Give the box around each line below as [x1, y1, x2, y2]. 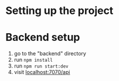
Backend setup [5, 31, 80, 44]
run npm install [13, 57, 53, 64]
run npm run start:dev [13, 62, 69, 69]
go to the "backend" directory [13, 50, 86, 57]
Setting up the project [5, 4, 114, 17]
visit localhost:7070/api [13, 69, 70, 76]
